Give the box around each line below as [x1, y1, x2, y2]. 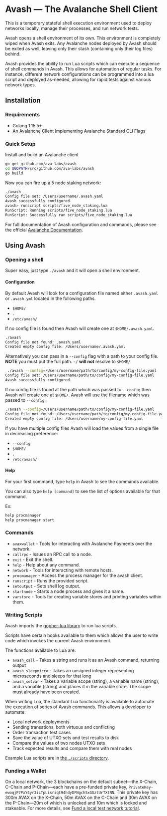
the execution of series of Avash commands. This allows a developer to [5, 704, 152, 710]
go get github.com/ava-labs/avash [5, 161, 77, 166]
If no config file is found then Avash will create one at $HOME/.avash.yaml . [5, 325, 155, 331]
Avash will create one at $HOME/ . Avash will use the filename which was [5, 392, 150, 398]
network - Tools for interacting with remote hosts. [12, 567, 113, 573]
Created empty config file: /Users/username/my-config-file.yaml [5, 416, 143, 421]
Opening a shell [5, 256, 44, 263]
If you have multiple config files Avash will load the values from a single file [5, 425, 159, 431]
